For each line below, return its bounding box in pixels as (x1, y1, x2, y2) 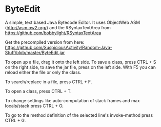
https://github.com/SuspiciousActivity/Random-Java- (5, 44, 112, 50)
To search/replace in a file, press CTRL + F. (5, 79, 92, 85)
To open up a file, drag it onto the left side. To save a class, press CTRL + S (5, 59, 156, 65)
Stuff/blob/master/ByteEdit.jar (5, 50, 65, 55)
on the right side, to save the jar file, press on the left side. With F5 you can (5, 64, 156, 70)
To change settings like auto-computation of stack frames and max (5, 97, 140, 103)
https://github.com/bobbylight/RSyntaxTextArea (5, 30, 101, 36)
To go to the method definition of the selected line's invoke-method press (5, 112, 153, 118)
